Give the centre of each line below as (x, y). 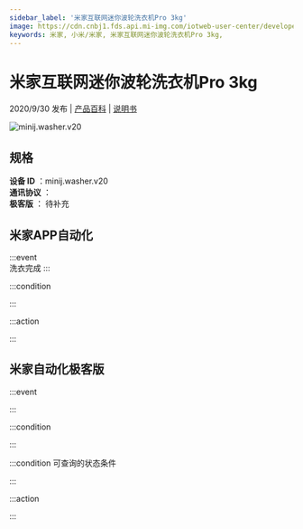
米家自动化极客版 (57, 369)
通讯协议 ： (30, 193)
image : (22, 26)
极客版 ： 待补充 (39, 203)
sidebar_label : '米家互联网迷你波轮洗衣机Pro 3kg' (98, 18)
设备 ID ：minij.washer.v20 (59, 181)
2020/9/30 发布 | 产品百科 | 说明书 (73, 109)
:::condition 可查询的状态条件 (63, 463)
